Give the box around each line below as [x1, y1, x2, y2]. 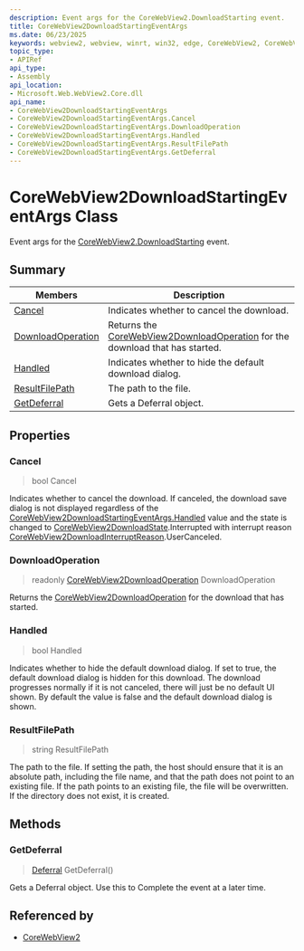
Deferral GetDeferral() [31, 864, 114, 875]
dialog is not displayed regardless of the [9, 503, 159, 514]
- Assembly [9, 72, 51, 81]
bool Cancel [31, 476, 77, 487]
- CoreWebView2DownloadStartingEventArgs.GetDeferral [9, 147, 217, 157]
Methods [9, 816, 62, 832]
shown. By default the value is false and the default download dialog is [9, 691, 273, 702]
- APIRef [9, 55, 43, 64]
